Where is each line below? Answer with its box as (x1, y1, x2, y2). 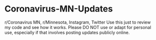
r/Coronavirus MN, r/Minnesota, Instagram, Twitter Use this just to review (4, 19, 151, 25)
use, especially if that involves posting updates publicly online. (4, 29, 130, 35)
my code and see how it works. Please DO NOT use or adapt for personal (4, 24, 152, 30)
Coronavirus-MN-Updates (4, 3, 113, 14)
